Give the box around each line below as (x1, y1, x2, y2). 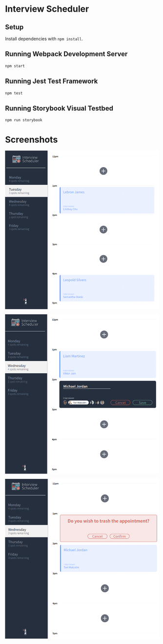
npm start (5, 64, 25, 68)
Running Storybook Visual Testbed (5, 104, 114, 112)
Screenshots (5, 134, 58, 145)
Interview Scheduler (5, 3, 89, 15)
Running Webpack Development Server (5, 50, 128, 58)
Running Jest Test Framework (5, 77, 98, 86)
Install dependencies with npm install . (5, 36, 83, 42)
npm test (5, 90, 23, 96)
